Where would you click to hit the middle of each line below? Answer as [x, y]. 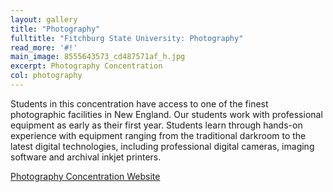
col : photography [46, 76]
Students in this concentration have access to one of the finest [139, 103]
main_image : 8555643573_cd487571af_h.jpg [98, 57]
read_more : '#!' [44, 47]
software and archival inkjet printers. [86, 157]
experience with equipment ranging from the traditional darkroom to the [158, 135]
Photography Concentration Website [85, 176]
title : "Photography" [55, 29]
